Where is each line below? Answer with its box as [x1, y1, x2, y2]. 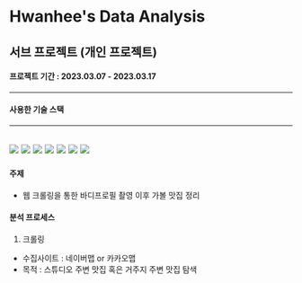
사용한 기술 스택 [9, 104, 65, 115]
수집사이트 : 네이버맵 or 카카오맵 [22, 252, 137, 263]
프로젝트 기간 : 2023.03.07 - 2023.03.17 [9, 71, 156, 82]
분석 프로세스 [9, 212, 56, 223]
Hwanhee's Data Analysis [9, 6, 206, 27]
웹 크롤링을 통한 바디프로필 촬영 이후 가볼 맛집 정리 [22, 190, 200, 200]
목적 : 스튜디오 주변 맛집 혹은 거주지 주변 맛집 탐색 [22, 263, 198, 275]
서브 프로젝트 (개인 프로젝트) [9, 44, 157, 59]
